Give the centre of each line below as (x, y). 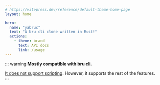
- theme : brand (29, 41)
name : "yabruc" (25, 27)
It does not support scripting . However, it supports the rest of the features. (80, 73)
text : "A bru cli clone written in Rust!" (53, 32)
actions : (18, 36)
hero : (11, 23)
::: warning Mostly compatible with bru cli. (48, 64)
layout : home (18, 14)
